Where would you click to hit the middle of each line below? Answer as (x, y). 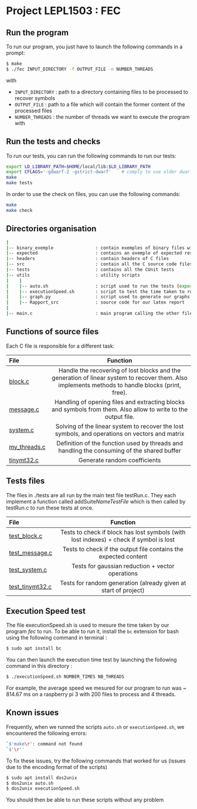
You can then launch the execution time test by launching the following (91, 660)
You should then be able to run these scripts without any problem (85, 800)
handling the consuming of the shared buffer (120, 450)
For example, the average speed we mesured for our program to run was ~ (96, 688)
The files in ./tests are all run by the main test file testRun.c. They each (91, 495)
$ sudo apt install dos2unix (42, 778)
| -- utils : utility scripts (73, 275)
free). (120, 392)
